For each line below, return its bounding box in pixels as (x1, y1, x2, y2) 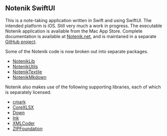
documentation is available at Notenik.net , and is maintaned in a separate (5, 33, 156, 39)
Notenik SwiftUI (5, 4, 55, 13)
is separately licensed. (5, 89, 52, 95)
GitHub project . (5, 39, 37, 45)
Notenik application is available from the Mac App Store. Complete (5, 28, 143, 34)
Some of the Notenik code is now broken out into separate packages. (5, 48, 149, 54)
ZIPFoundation (12, 125, 43, 131)
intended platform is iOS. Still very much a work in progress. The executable (5, 23, 162, 29)
